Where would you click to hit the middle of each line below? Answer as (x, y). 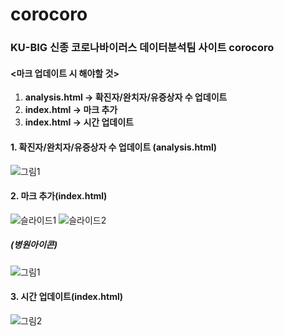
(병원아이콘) (34, 245)
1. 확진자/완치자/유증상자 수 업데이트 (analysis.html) (114, 147)
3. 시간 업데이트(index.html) (67, 297)
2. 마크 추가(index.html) (59, 196)
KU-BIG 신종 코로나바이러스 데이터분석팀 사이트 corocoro (142, 48)
